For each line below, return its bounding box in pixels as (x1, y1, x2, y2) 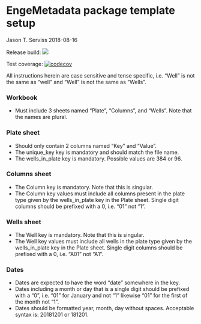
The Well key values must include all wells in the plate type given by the (14, 238, 192, 245)
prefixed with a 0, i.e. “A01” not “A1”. (14, 251, 104, 258)
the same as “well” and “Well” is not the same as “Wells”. (6, 78, 147, 85)
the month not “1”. (14, 298, 59, 305)
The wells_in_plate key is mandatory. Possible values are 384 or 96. (14, 154, 182, 162)
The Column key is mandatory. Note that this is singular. (14, 183, 153, 191)
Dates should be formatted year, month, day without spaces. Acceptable (14, 305, 194, 312)
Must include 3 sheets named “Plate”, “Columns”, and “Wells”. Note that (14, 107, 192, 114)
